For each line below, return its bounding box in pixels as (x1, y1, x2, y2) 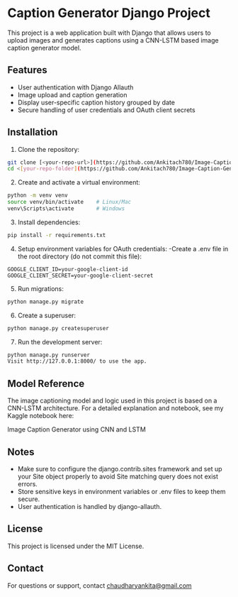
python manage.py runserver (7, 351, 91, 358)
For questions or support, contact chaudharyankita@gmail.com (7, 581, 193, 590)
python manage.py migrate (7, 298, 84, 305)
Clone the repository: (17, 145, 80, 153)
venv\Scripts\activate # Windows (7, 205, 125, 212)
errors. (17, 479, 38, 488)
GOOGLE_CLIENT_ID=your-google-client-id (7, 265, 129, 273)
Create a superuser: (17, 311, 76, 319)
